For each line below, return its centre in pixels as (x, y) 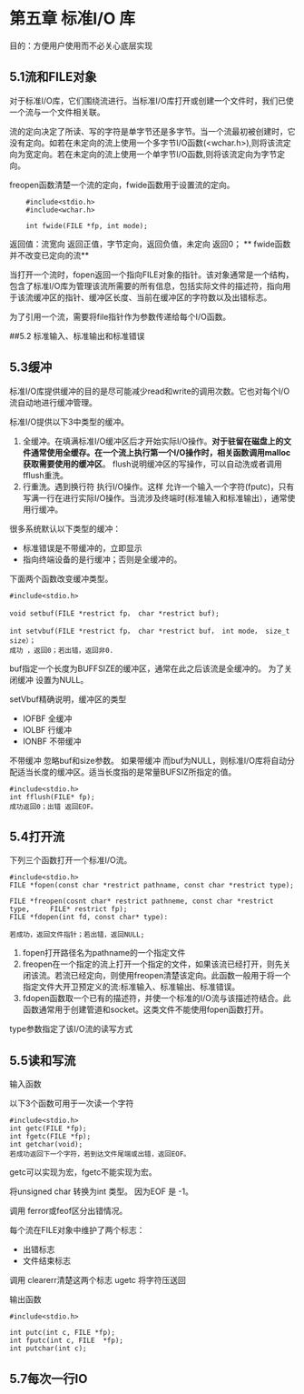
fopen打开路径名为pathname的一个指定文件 (104, 953)
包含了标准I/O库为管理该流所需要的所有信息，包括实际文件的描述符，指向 (146, 286)
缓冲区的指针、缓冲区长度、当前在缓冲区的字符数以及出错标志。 (152, 297)
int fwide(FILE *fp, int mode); (87, 226)
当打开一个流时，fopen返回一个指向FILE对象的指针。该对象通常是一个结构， (152, 275)
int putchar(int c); (49, 1349)
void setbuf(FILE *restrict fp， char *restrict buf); (114, 613)
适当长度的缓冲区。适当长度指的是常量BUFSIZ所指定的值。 (127, 772)
